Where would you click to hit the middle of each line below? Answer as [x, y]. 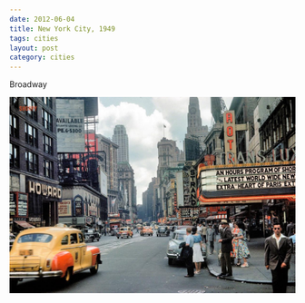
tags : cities [34, 38]
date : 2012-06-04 [42, 19]
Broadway [29, 84]
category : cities [42, 58]
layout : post [34, 48]
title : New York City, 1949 [63, 29]
